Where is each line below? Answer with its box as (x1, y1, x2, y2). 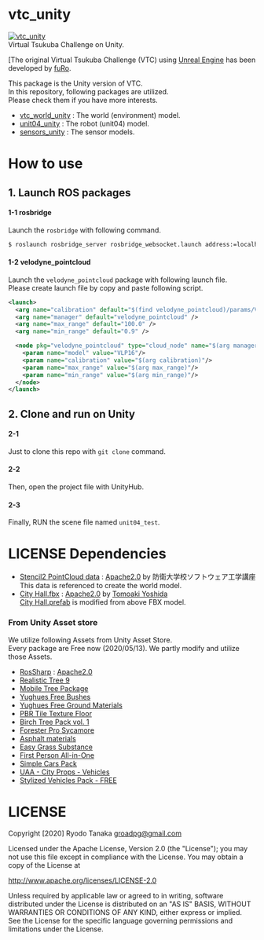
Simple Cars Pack (19, 759, 77, 768)
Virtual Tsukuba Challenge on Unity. (8, 39, 124, 49)
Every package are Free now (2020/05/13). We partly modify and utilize (8, 643, 240, 653)
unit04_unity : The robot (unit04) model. (19, 119, 149, 128)
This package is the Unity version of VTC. (8, 79, 143, 88)
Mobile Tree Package (19, 683, 89, 693)
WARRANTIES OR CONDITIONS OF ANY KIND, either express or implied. (8, 908, 242, 917)
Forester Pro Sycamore (19, 725, 95, 735)
